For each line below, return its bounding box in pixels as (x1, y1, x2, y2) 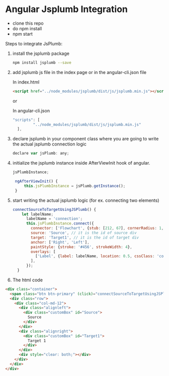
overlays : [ (31, 249, 56, 254)
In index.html (12, 79, 40, 85)
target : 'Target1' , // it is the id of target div (31, 235, 139, 240)
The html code (12, 277, 43, 283)
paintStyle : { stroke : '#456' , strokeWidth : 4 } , (31, 244, 132, 250)
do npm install (12, 25, 42, 31)
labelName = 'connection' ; (26, 216, 83, 221)
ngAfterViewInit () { (15, 179, 58, 184)
